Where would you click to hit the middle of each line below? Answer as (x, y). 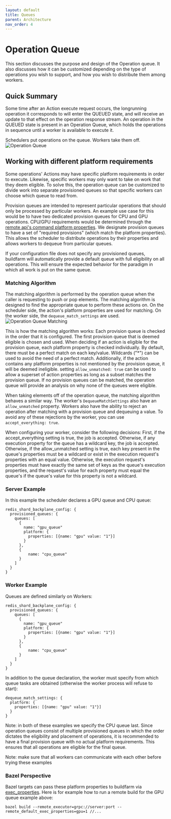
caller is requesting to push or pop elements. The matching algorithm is (80, 300)
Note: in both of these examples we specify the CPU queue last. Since (79, 725)
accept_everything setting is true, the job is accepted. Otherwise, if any (80, 438)
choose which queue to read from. (42, 195)
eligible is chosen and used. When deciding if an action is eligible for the (81, 342)
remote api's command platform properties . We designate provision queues (85, 227)
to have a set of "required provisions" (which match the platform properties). (86, 233)
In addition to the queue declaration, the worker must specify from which (82, 677)
